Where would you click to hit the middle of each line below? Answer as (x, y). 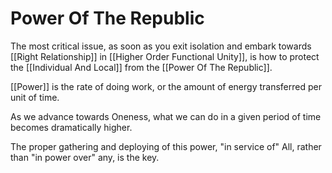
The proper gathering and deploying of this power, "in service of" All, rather (166, 146)
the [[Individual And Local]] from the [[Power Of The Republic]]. (141, 67)
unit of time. (35, 97)
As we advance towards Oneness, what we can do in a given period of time (166, 116)
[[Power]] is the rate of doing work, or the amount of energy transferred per (166, 86)
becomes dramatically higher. (71, 127)
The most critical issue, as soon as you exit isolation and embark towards (161, 46)
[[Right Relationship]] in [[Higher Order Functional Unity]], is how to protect (165, 56)
